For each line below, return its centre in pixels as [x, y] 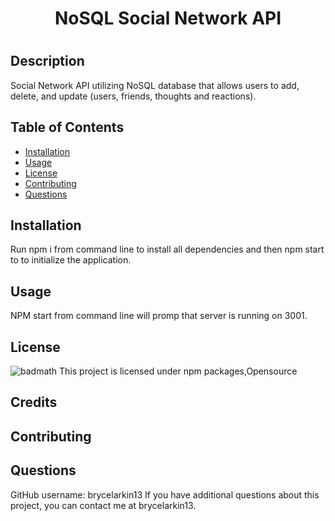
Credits [34, 402]
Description [47, 61]
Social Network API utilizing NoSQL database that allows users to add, [155, 85]
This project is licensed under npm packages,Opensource [178, 371]
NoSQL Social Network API [168, 18]
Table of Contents [67, 127]
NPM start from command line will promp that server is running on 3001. [159, 316]
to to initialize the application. [71, 260]
